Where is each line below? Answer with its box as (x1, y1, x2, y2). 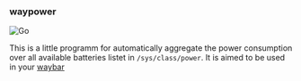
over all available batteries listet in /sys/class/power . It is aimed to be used (9, 53, 286, 63)
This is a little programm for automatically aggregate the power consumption (9, 43, 293, 53)
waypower (9, 5, 57, 18)
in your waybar (9, 61, 65, 72)
